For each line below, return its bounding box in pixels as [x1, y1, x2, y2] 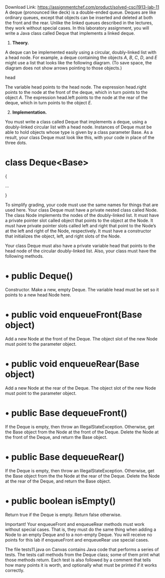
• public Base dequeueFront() [5, 407, 128, 419]
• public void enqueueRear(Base [5, 359, 140, 369]
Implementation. [12, 109, 47, 115]
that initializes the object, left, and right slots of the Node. [5, 233, 121, 239]
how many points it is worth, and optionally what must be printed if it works [5, 562, 157, 568]
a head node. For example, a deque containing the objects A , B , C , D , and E [5, 55, 158, 61]
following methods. [5, 253, 44, 259]
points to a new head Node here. [5, 292, 71, 298]
